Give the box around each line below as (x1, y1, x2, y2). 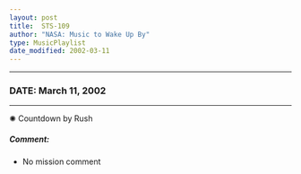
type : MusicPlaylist (9, 38, 87, 48)
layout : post (9, 13, 58, 22)
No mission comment (21, 156, 101, 167)
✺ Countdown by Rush (9, 113, 93, 124)
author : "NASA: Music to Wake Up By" (9, 30, 150, 39)
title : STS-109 (9, 22, 70, 30)
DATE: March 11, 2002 (9, 84, 107, 97)
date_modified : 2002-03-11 (9, 47, 110, 56)
